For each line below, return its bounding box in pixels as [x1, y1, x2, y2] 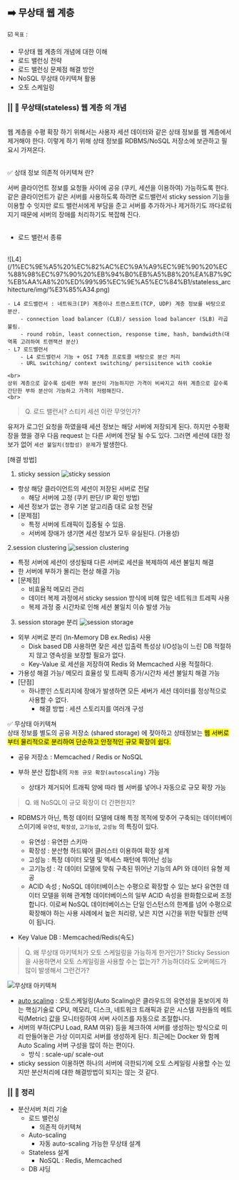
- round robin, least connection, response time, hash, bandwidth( [20, 331, 225, 338]
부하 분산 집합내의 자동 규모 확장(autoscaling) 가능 [17, 768, 161, 776]
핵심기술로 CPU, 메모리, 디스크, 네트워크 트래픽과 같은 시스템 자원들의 [25, 1006, 219, 1014]
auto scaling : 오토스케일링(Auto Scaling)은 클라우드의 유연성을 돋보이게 [17, 996, 221, 1005]
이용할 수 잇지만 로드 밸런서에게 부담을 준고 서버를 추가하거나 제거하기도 [7, 201, 208, 210]
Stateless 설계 [28, 1149, 69, 1157]
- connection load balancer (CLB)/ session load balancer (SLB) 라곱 [20, 316, 228, 323]
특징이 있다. [126, 822, 159, 831]
